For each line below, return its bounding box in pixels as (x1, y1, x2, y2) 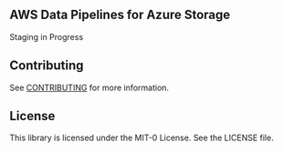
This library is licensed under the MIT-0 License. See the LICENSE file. (9, 132, 274, 144)
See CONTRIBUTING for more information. (9, 82, 170, 93)
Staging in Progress (9, 31, 84, 42)
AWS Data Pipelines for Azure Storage (9, 7, 231, 23)
